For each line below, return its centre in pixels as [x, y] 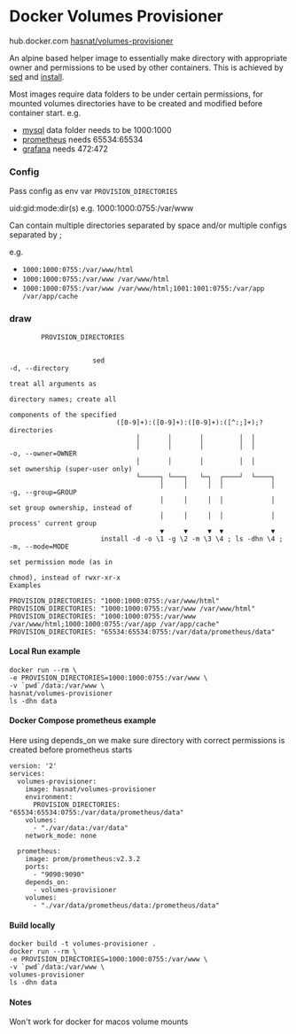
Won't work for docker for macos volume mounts [99, 1022]
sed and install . [37, 76]
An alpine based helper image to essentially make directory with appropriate [148, 58]
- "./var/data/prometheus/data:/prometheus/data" [126, 906]
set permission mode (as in [61, 562]
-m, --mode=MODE [39, 547]
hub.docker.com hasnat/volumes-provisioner [91, 41]
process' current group [53, 523]
